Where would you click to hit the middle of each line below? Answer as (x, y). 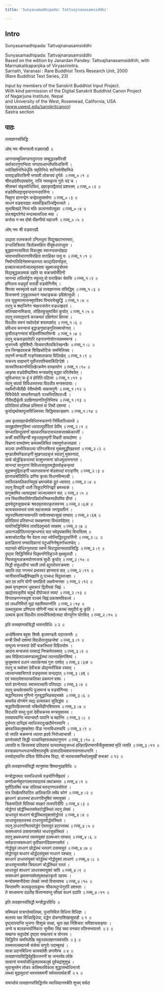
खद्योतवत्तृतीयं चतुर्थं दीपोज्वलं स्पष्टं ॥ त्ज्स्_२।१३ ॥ (46, 593)
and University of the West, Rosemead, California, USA (61, 101)
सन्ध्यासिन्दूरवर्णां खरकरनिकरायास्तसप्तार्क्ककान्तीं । (45, 432)
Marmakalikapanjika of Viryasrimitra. (42, 66)
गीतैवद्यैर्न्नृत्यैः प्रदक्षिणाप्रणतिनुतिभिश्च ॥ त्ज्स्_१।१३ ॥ (45, 400)
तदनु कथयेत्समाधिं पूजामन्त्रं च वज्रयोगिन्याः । (39, 690)
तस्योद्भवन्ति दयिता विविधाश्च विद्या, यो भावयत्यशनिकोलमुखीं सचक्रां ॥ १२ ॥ (64, 757)
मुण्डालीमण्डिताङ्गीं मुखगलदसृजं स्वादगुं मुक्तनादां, (42, 454)
